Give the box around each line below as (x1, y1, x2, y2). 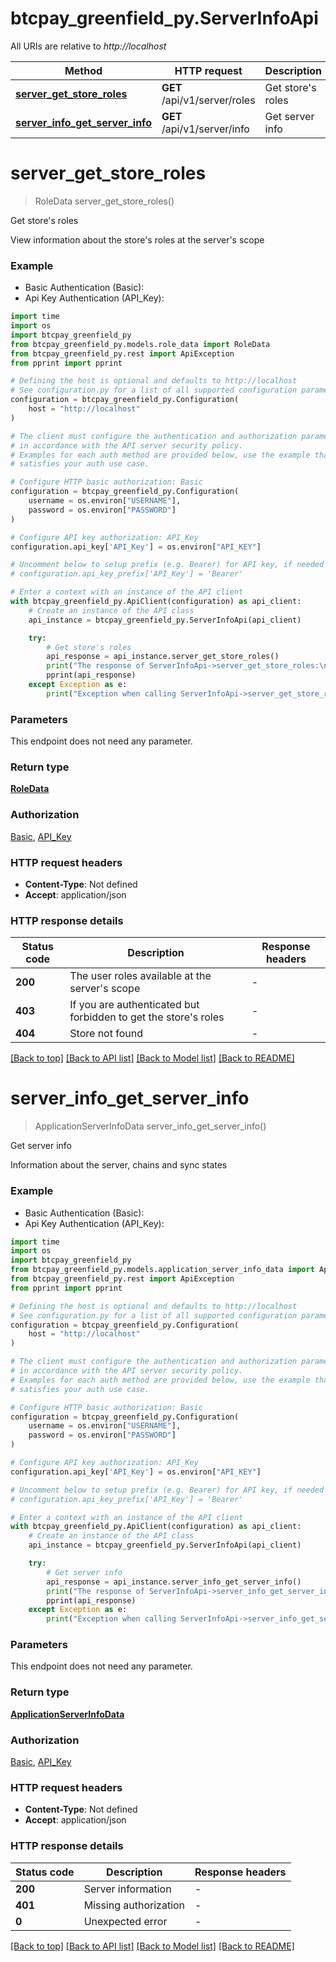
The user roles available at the (69, 969, 212, 983)
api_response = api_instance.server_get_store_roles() (46, 652, 280, 662)
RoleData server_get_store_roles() (34, 195, 175, 207)
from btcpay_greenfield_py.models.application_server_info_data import (10, 1265, 315, 1275)
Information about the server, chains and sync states (10, 1159, 228, 1171)
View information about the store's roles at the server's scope (10, 233, 265, 246)
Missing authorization (83, 1898, 186, 1912)
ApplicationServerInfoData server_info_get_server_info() (34, 1120, 267, 1132)
